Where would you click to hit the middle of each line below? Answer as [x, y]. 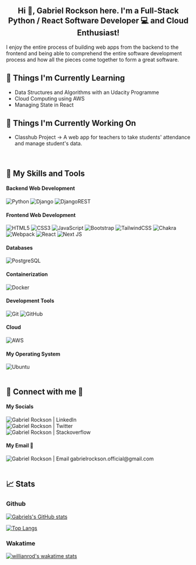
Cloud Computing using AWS [49, 98]
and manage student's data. [48, 143]
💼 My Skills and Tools [45, 173]
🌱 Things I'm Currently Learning [66, 78]
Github [16, 504]
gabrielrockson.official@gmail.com [112, 459]
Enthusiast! [98, 33]
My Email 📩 [20, 446]
